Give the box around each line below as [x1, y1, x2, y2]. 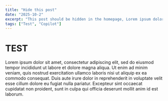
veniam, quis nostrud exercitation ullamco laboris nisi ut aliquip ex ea [5, 70, 147, 76]
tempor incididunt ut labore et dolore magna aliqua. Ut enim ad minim [5, 64, 148, 70]
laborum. [5, 91, 24, 97]
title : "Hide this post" [5, 7, 57, 12]
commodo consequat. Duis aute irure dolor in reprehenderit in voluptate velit [5, 75, 162, 81]
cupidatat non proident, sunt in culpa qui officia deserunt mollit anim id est [5, 86, 158, 92]
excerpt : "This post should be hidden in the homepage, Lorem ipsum [5, 16, 151, 21]
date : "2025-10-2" [5, 12, 43, 17]
